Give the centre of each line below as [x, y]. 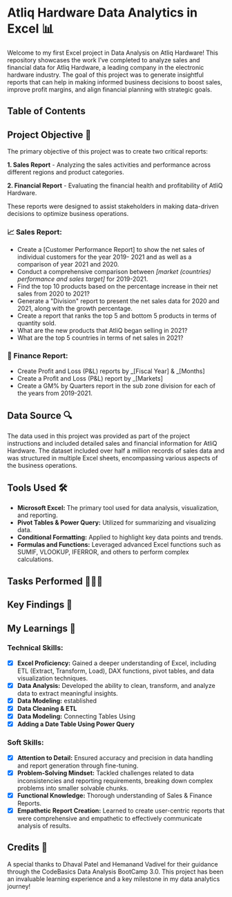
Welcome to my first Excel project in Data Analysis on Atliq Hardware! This [113, 53]
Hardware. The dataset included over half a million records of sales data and [116, 451]
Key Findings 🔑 [40, 605]
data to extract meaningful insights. [68, 693]
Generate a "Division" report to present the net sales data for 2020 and [118, 301]
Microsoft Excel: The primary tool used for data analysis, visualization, [118, 508]
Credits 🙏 [28, 848]
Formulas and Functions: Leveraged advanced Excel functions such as [119, 545]
